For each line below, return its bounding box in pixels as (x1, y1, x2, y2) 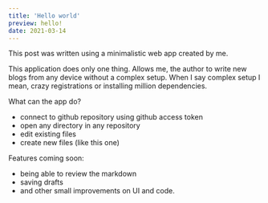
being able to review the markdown (19, 169, 137, 179)
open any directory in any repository (19, 121, 140, 131)
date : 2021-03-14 (8, 26, 67, 35)
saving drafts (19, 177, 64, 187)
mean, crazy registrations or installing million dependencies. (8, 81, 207, 91)
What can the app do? (8, 97, 82, 107)
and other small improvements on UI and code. (19, 186, 175, 196)
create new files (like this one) (19, 138, 120, 148)
